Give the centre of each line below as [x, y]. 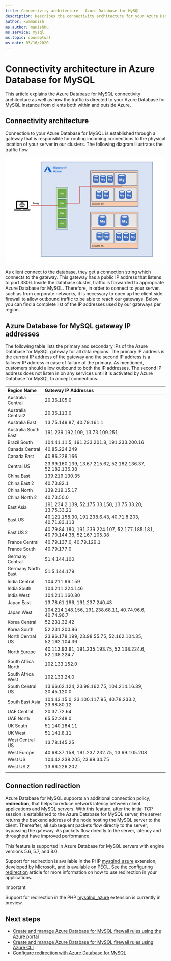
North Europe [21, 652]
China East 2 [21, 483]
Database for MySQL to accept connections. [52, 379]
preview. [14, 903]
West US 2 [19, 766]
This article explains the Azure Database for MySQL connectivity [73, 94]
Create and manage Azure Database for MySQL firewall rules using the [87, 931]
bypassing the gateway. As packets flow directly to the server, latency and [83, 831]
